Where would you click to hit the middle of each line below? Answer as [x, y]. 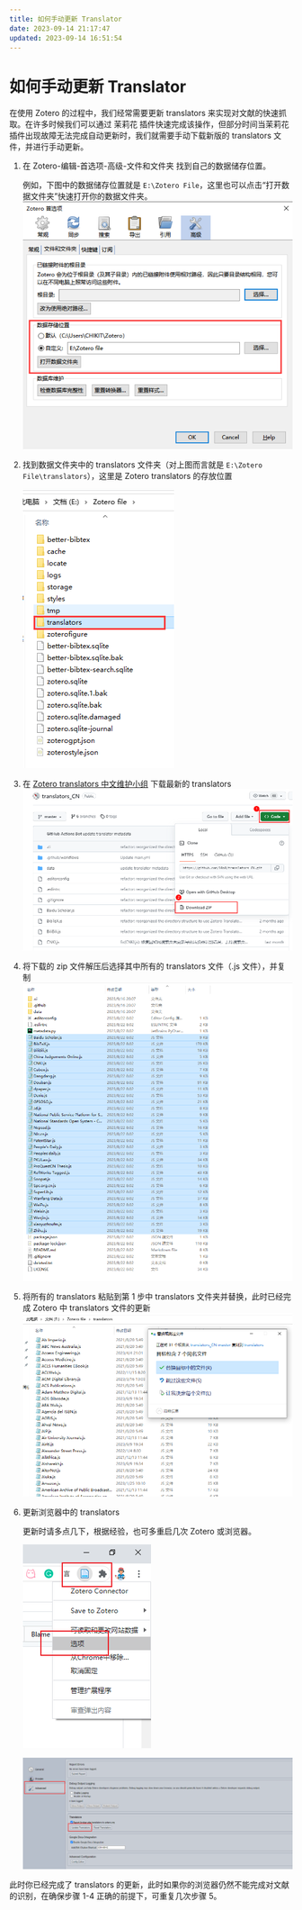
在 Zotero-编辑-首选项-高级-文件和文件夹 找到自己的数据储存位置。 [147, 166]
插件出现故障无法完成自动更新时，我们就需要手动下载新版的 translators [141, 136]
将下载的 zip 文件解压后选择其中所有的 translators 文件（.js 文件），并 [150, 966]
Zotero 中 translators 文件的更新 [92, 1308]
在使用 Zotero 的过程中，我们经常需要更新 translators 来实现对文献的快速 [144, 113]
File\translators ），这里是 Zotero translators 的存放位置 [127, 475]
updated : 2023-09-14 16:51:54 [66, 38]
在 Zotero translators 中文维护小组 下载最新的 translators [127, 783]
